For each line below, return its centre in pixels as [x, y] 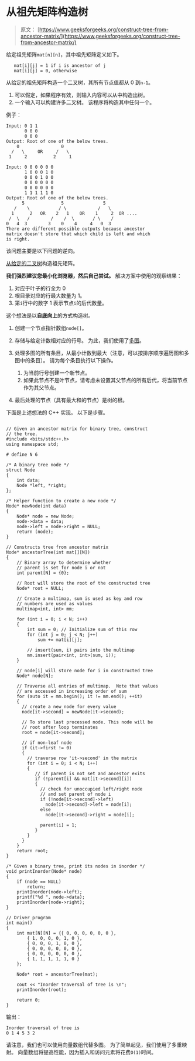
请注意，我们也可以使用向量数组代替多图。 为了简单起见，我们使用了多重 [94, 1045]
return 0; [29, 1000]
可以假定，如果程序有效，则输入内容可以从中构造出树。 [81, 95]
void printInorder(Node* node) [44, 871]
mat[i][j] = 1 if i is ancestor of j [60, 65]
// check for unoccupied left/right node [91, 789]
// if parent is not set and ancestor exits [90, 773]
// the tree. [22, 434]
